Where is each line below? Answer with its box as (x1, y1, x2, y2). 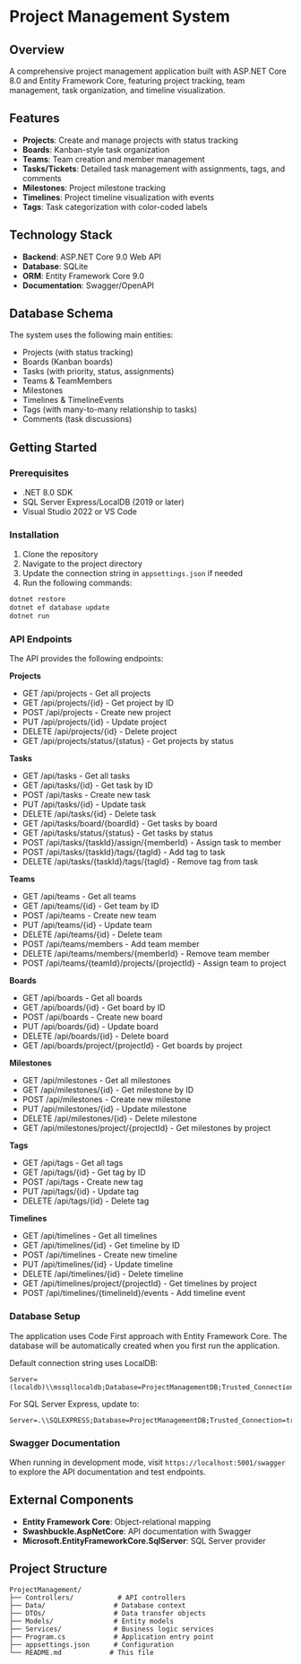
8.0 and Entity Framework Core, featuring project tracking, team (9, 75, 245, 86)
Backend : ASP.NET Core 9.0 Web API (21, 251, 161, 262)
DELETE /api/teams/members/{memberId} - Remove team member (21, 949, 271, 959)
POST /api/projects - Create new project (21, 707, 172, 718)
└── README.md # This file (9, 1648, 154, 1657)
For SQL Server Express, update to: (9, 1398, 140, 1409)
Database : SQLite (21, 260, 89, 271)
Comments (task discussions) (21, 414, 133, 425)
